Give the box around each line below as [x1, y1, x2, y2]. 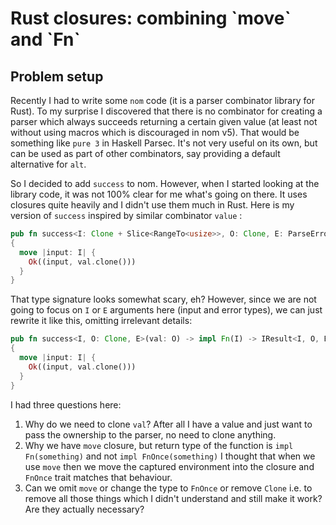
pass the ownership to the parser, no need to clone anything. [24, 428, 277, 441]
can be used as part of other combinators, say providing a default [10, 148, 281, 159]
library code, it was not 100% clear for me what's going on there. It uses [10, 188, 308, 200]
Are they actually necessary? [24, 503, 145, 515]
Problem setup [10, 68, 104, 85]
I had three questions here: [10, 398, 122, 411]
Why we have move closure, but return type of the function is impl [24, 439, 294, 451]
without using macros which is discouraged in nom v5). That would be [10, 127, 300, 138]
